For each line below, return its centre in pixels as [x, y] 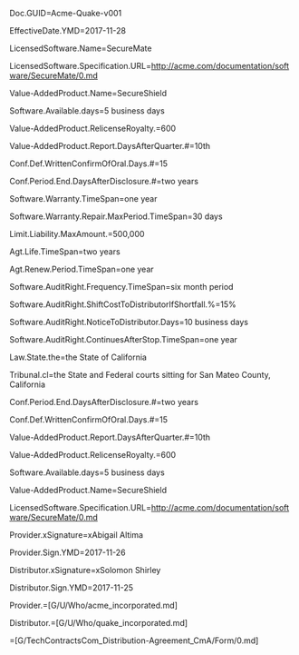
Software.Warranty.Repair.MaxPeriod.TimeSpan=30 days [116, 216]
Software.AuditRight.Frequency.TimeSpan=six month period [121, 287]
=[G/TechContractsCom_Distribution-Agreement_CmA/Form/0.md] [134, 640]
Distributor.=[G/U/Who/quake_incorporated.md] [99, 623]
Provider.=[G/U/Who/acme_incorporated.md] [94, 605]
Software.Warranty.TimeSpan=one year [83, 198]
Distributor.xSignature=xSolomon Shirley [85, 570]
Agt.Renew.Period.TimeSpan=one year [82, 269]
